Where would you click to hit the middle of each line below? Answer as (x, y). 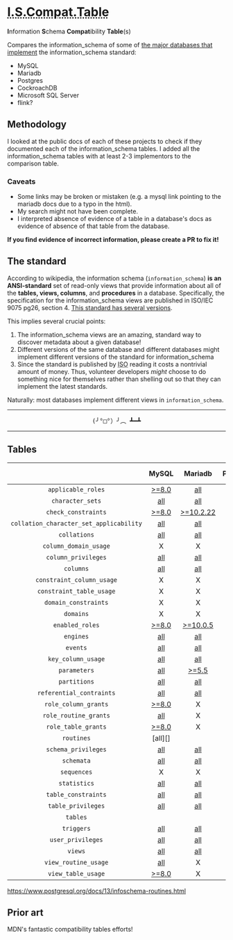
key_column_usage (76, 659)
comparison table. (33, 163)
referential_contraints (76, 693)
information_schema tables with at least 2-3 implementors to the (99, 156)
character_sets (77, 501)
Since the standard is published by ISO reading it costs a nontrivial (112, 364)
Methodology (37, 125)
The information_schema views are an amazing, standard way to (109, 334)
